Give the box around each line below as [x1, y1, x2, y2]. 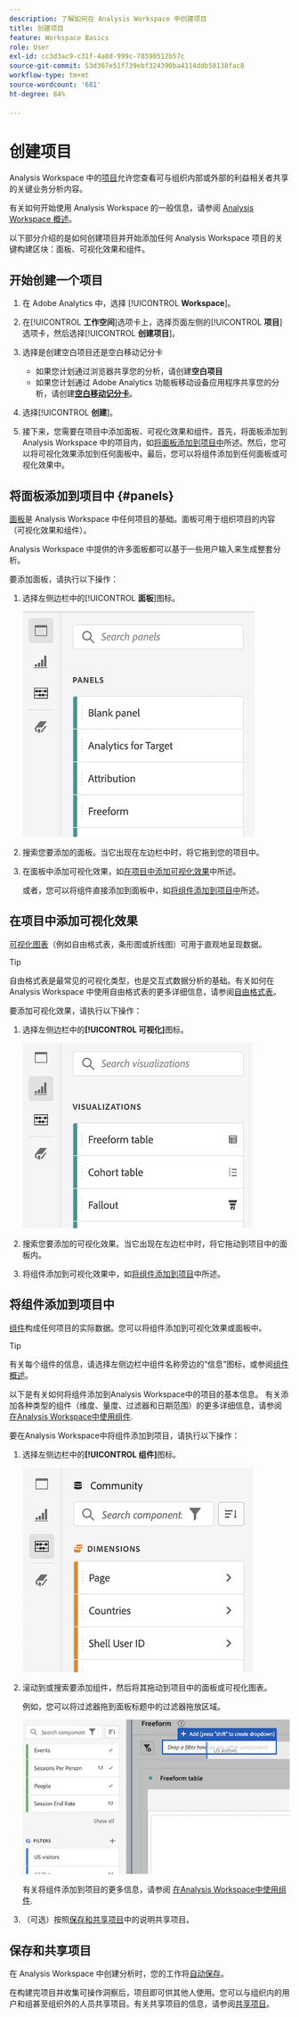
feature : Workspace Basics [9, 33, 109, 42]
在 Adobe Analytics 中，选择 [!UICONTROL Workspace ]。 [21, 298, 236, 309]
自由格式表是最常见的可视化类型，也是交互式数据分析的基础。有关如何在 [9, 975, 274, 986]
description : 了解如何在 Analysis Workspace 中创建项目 [9, 14, 207, 23]
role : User [9, 43, 50, 52]
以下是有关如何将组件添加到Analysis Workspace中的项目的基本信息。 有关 [9, 1388, 281, 1400]
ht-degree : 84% [9, 89, 66, 98]
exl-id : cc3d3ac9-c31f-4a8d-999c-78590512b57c [9, 52, 185, 62]
